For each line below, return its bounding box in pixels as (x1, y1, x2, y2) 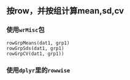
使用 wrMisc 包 (6, 26, 45, 34)
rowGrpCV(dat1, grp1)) (6, 51, 64, 57)
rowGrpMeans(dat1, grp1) (6, 40, 70, 46)
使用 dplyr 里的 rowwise (6, 66, 71, 75)
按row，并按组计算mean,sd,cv (6, 5, 124, 16)
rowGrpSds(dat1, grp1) (6, 45, 64, 51)
